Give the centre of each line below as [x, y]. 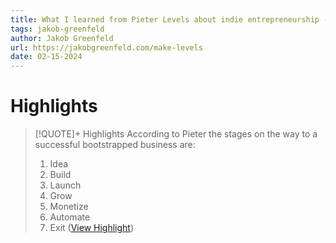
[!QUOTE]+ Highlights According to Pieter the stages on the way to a [176, 134]
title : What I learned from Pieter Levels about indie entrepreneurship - [169, 19]
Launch [65, 185]
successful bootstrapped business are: [115, 145]
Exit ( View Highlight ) [92, 228]
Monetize [69, 207]
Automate [70, 217]
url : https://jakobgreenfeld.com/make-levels [106, 47]
